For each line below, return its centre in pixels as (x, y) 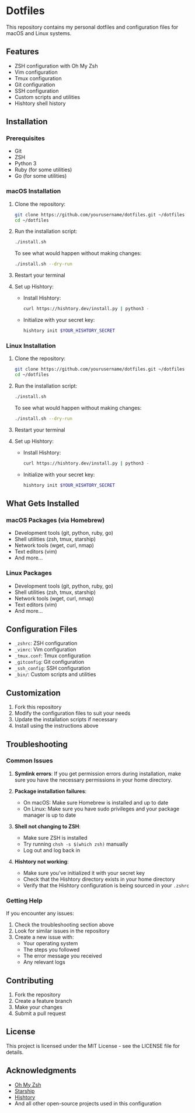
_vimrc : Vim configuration (45, 650)
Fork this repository (38, 707)
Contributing (30, 980)
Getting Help (24, 900)
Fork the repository (38, 995)
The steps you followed (51, 950)
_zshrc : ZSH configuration (46, 643)
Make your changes (38, 1007)
